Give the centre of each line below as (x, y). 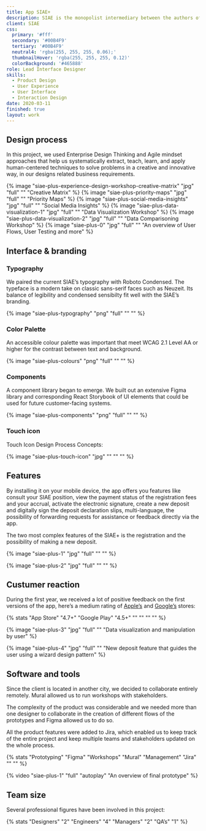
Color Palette (26, 329)
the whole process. (31, 745)
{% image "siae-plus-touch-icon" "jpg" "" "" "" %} (70, 456)
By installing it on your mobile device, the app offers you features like (93, 490)
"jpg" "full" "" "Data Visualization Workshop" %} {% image (120, 212)
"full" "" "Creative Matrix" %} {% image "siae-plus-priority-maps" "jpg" (97, 193)
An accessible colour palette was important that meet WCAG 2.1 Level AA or (102, 343)
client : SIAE (23, 23)
